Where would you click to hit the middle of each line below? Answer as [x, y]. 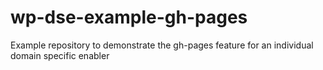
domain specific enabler [60, 55]
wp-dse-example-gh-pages [129, 17]
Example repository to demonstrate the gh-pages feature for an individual [162, 45]
